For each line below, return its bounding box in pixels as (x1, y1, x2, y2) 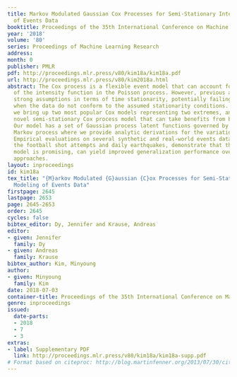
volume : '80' (7, 37, 46, 44)
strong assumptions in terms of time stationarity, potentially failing (13, 96, 232, 103)
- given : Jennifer (7, 234, 61, 241)
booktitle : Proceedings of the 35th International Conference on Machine (7, 23, 229, 30)
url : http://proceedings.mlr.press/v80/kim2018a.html (7, 76, 169, 83)
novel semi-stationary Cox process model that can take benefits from (13, 115, 226, 122)
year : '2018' (7, 30, 46, 37)
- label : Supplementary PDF (7, 346, 90, 353)
